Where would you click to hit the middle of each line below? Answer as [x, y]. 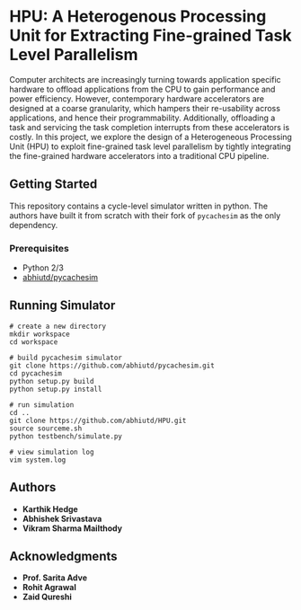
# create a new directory [58, 326]
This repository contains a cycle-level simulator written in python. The [138, 206]
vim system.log [38, 460]
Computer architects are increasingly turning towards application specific [145, 79]
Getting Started [53, 185]
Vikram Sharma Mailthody [72, 528]
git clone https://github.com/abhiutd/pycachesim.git [112, 366]
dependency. [34, 225]
